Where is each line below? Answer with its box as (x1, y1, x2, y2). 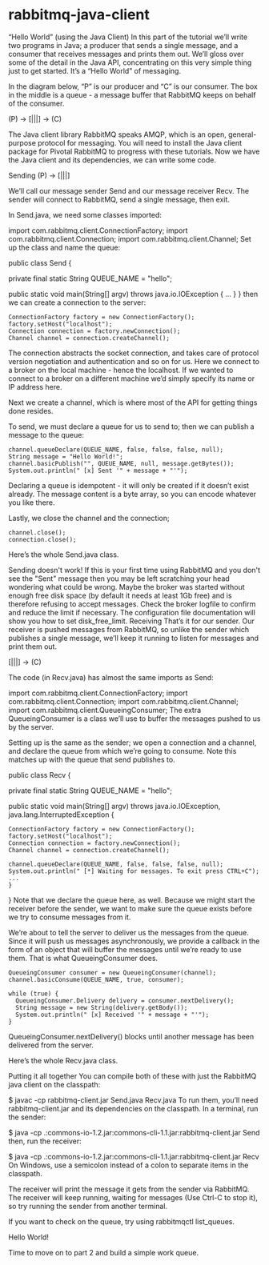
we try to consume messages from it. (8, 912, 131, 922)
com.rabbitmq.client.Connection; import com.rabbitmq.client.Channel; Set (8, 234, 252, 243)
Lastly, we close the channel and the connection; (8, 513, 170, 522)
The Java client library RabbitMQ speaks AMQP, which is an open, (8, 130, 227, 139)
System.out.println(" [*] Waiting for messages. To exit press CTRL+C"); (8, 867, 260, 875)
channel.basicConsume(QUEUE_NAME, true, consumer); (8, 975, 184, 983)
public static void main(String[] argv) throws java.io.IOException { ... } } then (8, 289, 259, 298)
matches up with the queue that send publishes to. (8, 755, 175, 764)
